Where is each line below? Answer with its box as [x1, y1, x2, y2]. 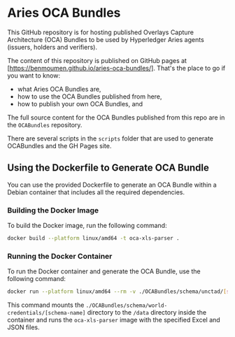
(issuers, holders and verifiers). [7, 43, 98, 51]
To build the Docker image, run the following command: [7, 222, 167, 230]
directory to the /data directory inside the [87, 308, 207, 317]
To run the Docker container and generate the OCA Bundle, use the [7, 267, 201, 275]
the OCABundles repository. [7, 120, 83, 129]
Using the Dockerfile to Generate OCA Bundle [7, 162, 210, 174]
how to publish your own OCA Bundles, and [17, 99, 143, 108]
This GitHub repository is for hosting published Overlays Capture [7, 28, 194, 36]
